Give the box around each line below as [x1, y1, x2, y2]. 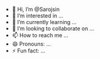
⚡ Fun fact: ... [12, 47, 45, 54]
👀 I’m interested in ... [12, 12, 64, 19]
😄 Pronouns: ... [12, 40, 52, 48]
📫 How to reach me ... [12, 32, 68, 39]
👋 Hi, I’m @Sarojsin [12, 6, 60, 13]
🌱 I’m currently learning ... [12, 19, 77, 25]
